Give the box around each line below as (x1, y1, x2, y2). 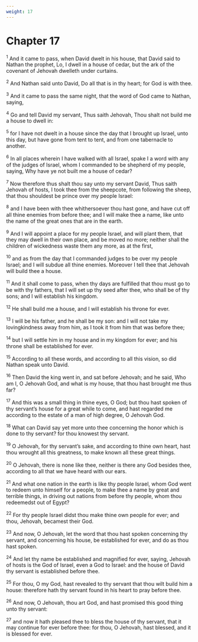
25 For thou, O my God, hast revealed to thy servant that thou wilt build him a (6, 579, 193, 587)
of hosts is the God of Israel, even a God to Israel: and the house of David (6, 561, 185, 569)
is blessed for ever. (6, 630, 53, 637)
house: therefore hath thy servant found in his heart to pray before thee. (6, 586, 181, 593)
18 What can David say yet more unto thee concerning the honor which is (6, 423, 184, 431)
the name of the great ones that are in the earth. (6, 217, 123, 224)
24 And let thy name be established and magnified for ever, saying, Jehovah (6, 554, 191, 563)
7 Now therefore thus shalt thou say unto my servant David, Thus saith (6, 179, 177, 187)
